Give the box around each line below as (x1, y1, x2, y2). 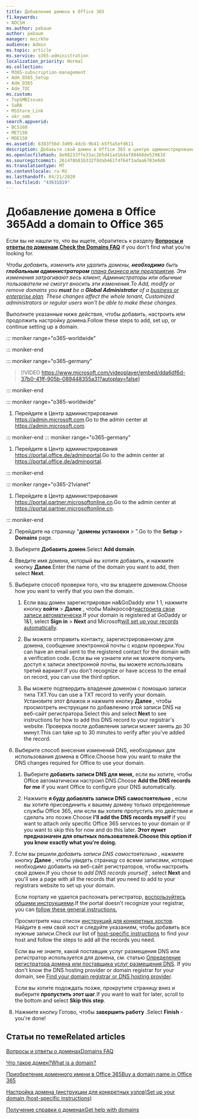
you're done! (14, 1014, 46, 1022)
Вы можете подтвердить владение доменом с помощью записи (23, 685, 187, 692)
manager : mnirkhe (6, 36, 49, 42)
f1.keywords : (6, 14, 38, 20)
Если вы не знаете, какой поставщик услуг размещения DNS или (14, 947, 180, 954)
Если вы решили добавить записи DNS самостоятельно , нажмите (14, 850, 184, 857)
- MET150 (6, 130, 28, 136)
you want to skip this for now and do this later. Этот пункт (23, 826, 166, 833)
